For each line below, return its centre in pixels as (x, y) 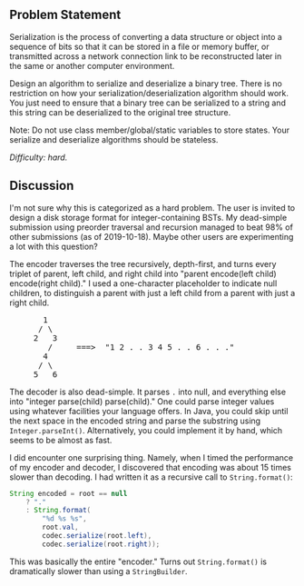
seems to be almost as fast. (61, 440)
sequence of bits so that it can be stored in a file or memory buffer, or (139, 46)
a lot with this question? (54, 246)
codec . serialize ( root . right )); (101, 544)
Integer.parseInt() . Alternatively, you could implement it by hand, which (146, 430)
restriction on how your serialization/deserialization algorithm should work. (149, 93)
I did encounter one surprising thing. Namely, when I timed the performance (151, 457)
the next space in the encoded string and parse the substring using (135, 421)
